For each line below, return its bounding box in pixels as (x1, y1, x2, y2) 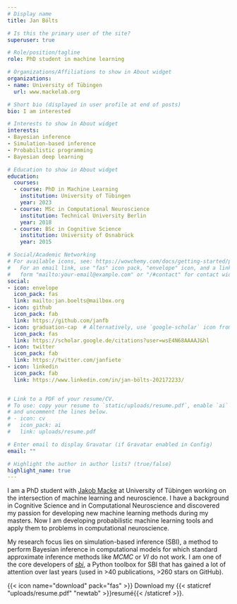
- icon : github (7, 304, 52, 312)
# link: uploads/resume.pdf (7, 428, 97, 435)
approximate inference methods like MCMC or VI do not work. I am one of (7, 553, 222, 562)
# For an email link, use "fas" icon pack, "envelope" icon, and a (7, 264, 217, 271)
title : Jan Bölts (7, 17, 59, 24)
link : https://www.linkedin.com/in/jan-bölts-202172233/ (13, 376, 185, 383)
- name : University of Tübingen (7, 81, 102, 89)
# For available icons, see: (7, 258, 93, 265)
